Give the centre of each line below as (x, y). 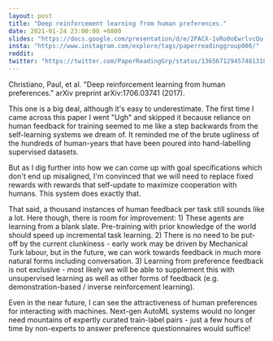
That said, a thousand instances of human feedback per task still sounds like (136, 209)
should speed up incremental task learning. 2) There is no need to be (124, 235)
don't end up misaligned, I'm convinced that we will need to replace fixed (131, 176)
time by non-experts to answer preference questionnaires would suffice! (130, 328)
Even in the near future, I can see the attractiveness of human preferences (133, 302)
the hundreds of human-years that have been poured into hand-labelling (130, 143)
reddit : (22, 54)
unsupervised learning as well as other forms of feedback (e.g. (114, 278)
